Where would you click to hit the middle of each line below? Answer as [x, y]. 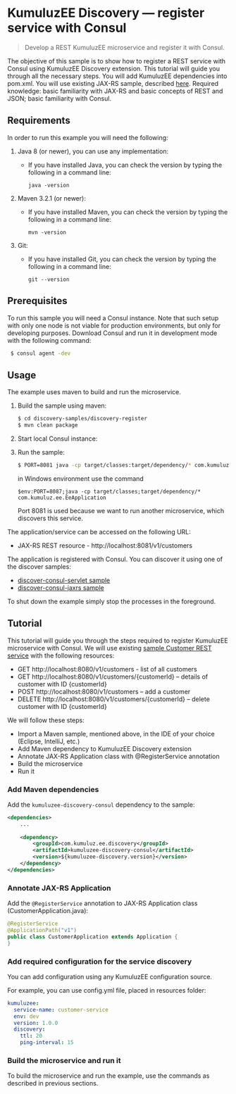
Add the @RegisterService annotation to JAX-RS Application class [103, 903]
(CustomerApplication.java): [48, 911]
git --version [49, 279]
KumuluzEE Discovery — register [106, 13]
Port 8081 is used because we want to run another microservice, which [121, 510]
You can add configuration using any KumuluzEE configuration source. [110, 976]
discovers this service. [50, 518]
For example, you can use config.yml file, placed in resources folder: [107, 990]
